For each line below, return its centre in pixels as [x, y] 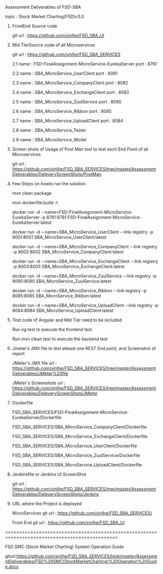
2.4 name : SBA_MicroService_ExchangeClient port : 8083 [71, 92]
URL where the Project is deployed [47, 504]
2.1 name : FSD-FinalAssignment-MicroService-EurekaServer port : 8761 [84, 64]
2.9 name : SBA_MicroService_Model [49, 140]
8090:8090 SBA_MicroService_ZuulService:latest [62, 281]
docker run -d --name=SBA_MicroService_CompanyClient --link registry [85, 247]
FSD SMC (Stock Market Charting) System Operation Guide [64, 547]
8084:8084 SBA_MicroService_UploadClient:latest [63, 310]
